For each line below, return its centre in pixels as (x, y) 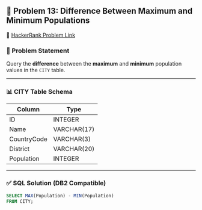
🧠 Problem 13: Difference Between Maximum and (99, 11)
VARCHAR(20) (74, 149)
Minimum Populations (48, 21)
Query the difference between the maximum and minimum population (94, 64)
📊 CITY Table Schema (40, 92)
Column (29, 110)
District (20, 149)
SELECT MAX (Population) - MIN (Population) (60, 196)
